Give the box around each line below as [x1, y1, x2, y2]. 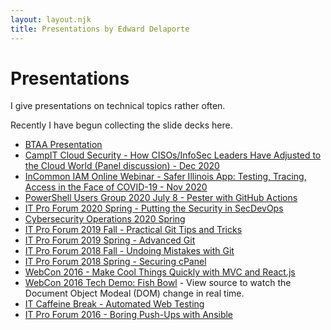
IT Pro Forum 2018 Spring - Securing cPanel [24, 256, 207, 268]
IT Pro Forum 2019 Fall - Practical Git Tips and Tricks [24, 224, 243, 236]
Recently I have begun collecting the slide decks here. [10, 119, 233, 131]
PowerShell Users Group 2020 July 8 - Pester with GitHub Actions [24, 192, 298, 204]
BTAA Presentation [24, 139, 103, 151]
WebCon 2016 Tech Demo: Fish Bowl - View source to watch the [24, 277, 292, 289]
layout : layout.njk [10, 14, 92, 25]
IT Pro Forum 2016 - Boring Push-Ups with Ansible [24, 309, 234, 321]
